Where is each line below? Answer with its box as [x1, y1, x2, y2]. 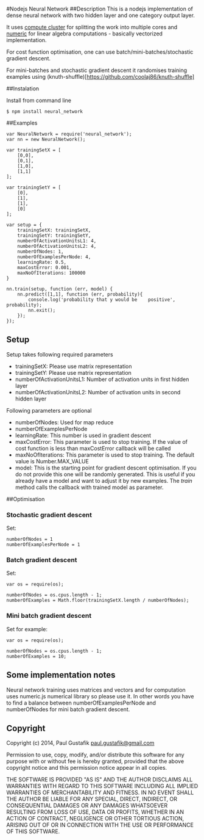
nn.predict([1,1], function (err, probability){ [17, 291, 143, 297]
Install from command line [6, 97, 72, 104]
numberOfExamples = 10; [6, 653, 67, 659]
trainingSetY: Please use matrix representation [15, 369, 132, 376]
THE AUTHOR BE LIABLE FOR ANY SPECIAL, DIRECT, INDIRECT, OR [6, 795, 178, 803]
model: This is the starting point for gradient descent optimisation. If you [15, 464, 197, 471]
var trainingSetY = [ [6, 184, 62, 190]
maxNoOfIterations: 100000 [17, 270, 86, 276]
